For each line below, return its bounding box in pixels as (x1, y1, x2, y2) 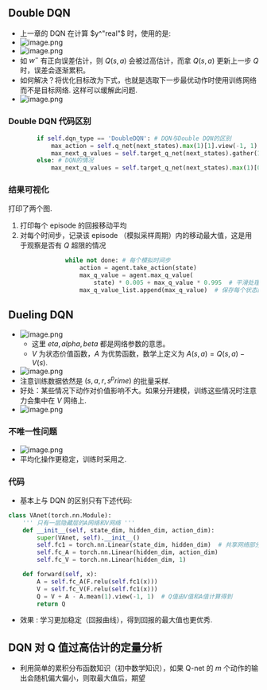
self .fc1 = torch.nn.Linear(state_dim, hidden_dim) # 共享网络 (37, 541, 250, 549)
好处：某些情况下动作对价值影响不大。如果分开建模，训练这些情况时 (19, 386, 243, 396)
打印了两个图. (8, 204, 53, 213)
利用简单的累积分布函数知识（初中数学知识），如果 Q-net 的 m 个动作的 (19, 664, 252, 673)
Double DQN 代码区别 (8, 115, 91, 127)
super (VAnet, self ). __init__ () (37, 533, 141, 542)
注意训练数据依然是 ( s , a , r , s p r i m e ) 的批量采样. (19, 374, 171, 385)
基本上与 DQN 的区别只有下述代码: (19, 495, 133, 505)
